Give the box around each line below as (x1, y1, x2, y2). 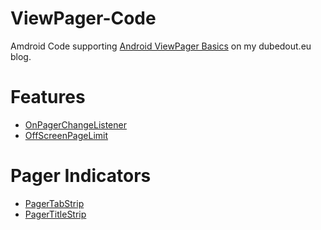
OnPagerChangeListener (24, 118, 127, 131)
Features (10, 86, 86, 109)
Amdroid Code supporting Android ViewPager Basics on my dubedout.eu (10, 40, 312, 52)
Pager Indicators (10, 165, 152, 187)
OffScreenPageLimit (24, 129, 109, 141)
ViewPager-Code (10, 7, 157, 30)
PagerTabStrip (24, 197, 85, 209)
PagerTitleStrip (24, 208, 87, 220)
